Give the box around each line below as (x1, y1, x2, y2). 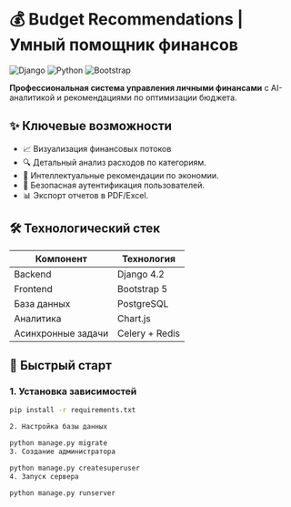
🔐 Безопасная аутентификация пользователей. (22, 179, 206, 190)
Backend (14, 268, 52, 280)
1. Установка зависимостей (9, 385, 137, 398)
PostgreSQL (116, 297, 169, 309)
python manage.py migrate (9, 439, 107, 448)
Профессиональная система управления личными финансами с (9, 82, 270, 93)
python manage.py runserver (9, 488, 116, 498)
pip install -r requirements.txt (9, 406, 136, 415)
